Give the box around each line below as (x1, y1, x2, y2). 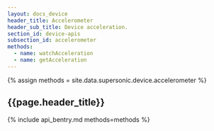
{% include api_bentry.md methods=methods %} (7, 115, 150, 124)
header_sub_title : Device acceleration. (7, 23, 129, 30)
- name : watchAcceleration (13, 50, 94, 57)
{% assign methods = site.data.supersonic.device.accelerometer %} (7, 76, 207, 84)
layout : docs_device (7, 10, 69, 18)
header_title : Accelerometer (7, 17, 94, 24)
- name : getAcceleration (13, 57, 87, 64)
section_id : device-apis (7, 30, 81, 38)
